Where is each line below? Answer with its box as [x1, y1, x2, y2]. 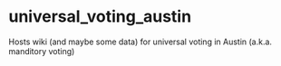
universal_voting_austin [8, 6, 192, 27]
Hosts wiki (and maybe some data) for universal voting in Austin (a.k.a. [8, 36, 273, 47]
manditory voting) [8, 45, 75, 56]
